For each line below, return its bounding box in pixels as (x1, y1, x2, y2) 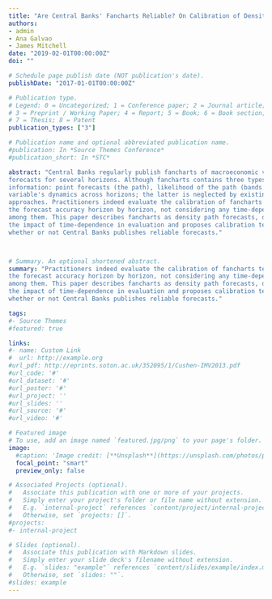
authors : (8, 19, 38, 28)
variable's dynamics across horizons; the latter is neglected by (8, 191, 237, 199)
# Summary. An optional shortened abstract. (8, 257, 161, 266)
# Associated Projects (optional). (8, 481, 129, 490)
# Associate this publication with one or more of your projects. (8, 489, 244, 497)
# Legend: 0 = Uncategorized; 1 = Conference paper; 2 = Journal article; (8, 101, 266, 109)
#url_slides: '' (8, 399, 63, 407)
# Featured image (8, 429, 67, 437)
